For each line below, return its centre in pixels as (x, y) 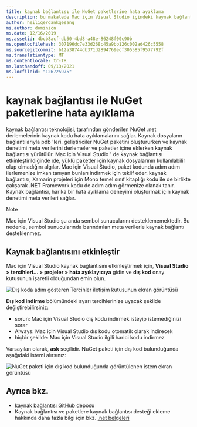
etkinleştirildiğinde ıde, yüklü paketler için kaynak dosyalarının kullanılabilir (96, 161)
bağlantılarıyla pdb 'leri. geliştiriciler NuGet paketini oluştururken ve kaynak (97, 142)
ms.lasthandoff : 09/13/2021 (40, 66)
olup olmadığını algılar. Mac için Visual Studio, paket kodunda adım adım (93, 167)
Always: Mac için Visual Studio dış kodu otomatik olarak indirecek (94, 331)
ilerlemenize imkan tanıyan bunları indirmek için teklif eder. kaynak (86, 173)
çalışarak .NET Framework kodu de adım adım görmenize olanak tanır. (91, 186)
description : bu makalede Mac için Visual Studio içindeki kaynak (89, 17)
